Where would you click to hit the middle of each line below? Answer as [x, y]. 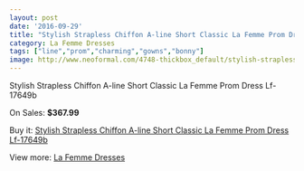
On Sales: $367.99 [44, 113]
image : [22, 60]
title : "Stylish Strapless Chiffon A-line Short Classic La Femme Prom [147, 34]
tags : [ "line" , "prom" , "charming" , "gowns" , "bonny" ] [107, 52]
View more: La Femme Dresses [67, 157]
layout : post [34, 18]
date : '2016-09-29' [46, 26]
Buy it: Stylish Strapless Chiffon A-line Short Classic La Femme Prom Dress [149, 130]
